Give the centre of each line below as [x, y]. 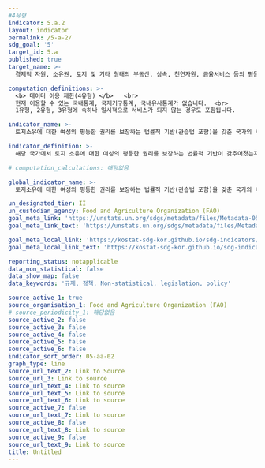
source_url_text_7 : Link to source [67, 415]
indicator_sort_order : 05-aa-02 [61, 357]
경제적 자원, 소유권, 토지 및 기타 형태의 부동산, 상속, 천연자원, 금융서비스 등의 [130, 74]
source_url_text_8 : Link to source [67, 430]
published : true [35, 60]
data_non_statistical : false [56, 269]
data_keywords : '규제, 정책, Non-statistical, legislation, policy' [119, 284]
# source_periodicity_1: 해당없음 [62, 313]
